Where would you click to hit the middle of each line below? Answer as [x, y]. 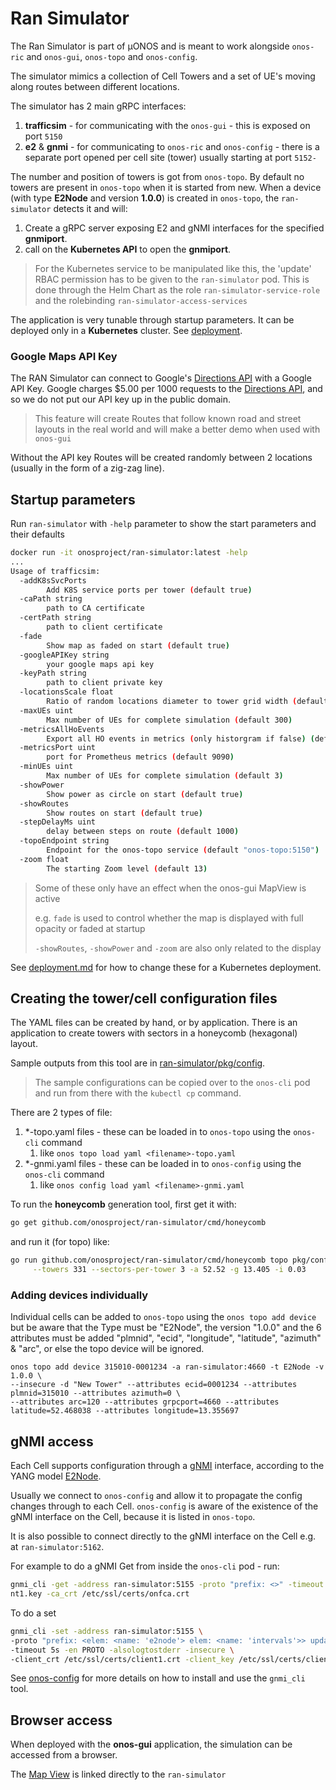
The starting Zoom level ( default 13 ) [127, 868]
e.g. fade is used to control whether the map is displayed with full [169, 918]
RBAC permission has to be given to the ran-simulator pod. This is [172, 279]
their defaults [37, 534]
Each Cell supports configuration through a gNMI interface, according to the [167, 1466]
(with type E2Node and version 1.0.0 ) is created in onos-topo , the [145, 198]
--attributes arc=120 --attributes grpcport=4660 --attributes [145, 1402]
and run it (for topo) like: [60, 1242]
